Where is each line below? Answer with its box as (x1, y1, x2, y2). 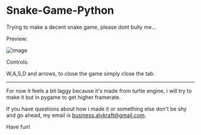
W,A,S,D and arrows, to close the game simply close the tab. (6, 70, 156, 77)
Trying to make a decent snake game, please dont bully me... (6, 23, 157, 31)
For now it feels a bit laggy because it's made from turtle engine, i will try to (6, 87, 192, 94)
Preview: (6, 35, 28, 42)
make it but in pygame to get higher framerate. (6, 94, 121, 101)
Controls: (6, 58, 29, 65)
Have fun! (6, 123, 31, 130)
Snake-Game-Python (6, 4, 114, 17)
